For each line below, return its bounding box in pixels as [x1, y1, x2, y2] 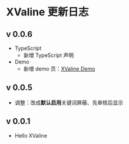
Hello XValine [14, 132, 48, 139]
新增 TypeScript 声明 [23, 52, 74, 59]
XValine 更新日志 [6, 5, 90, 19]
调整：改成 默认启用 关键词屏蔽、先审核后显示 [14, 99, 124, 106]
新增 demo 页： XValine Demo [23, 65, 95, 72]
